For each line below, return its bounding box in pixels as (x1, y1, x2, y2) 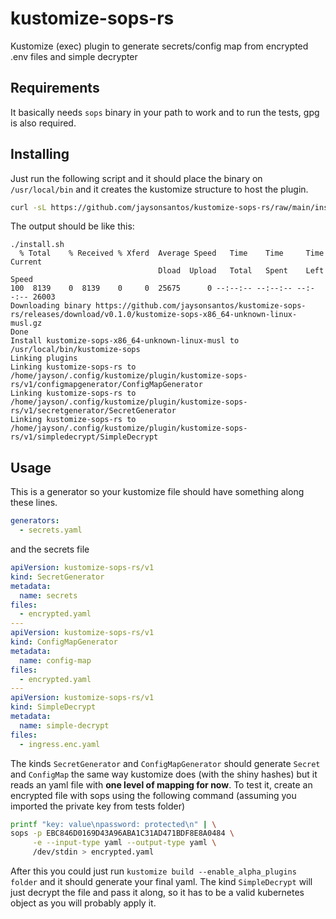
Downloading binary (10, 301, 92, 311)
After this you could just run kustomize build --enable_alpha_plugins (10, 865, 297, 877)
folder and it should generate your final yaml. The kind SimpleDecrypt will (10, 876, 313, 887)
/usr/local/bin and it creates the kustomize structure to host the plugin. (10, 183, 309, 195)
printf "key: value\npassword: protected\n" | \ (10, 819, 217, 829)
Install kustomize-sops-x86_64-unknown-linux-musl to (10, 336, 240, 346)
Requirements (10, 80, 100, 97)
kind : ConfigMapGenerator (10, 637, 118, 647)
